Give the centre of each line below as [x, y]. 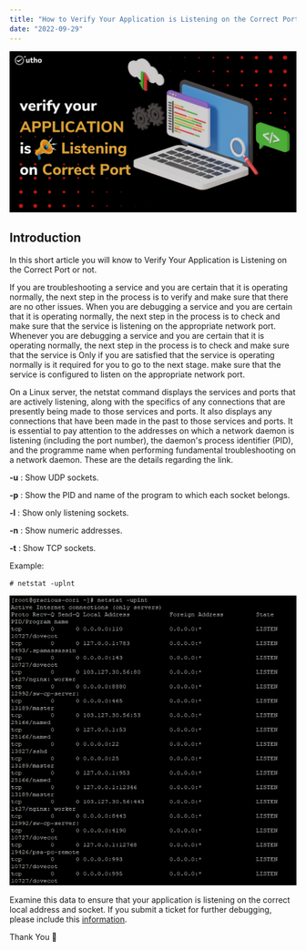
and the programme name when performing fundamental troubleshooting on [153, 450]
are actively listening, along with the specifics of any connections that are [148, 402]
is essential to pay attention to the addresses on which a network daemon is [152, 430]
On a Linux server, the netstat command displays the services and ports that [153, 392]
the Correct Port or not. [53, 270]
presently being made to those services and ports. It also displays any [141, 411]
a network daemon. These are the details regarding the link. [122, 459]
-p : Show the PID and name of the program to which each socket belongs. [150, 495]
